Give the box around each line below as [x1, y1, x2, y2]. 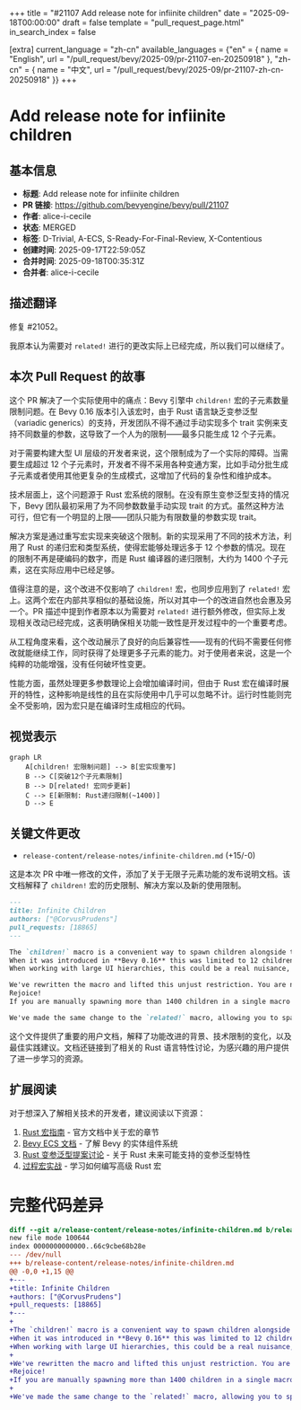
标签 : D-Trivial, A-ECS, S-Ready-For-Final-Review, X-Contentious [21, 234, 262, 243]
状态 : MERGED [21, 222, 76, 233]
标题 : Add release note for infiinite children [21, 189, 180, 198]
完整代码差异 [9, 1194, 105, 1215]
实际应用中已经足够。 [39, 564, 119, 575]
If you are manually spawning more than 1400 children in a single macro [9, 997, 291, 1006]
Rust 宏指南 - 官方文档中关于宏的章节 [21, 1126, 159, 1137]
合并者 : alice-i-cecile [21, 267, 99, 278]
